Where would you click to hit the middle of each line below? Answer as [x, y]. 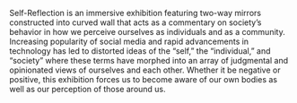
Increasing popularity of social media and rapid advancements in [129, 41]
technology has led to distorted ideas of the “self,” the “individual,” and [140, 51]
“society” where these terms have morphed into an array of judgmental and [149, 60]
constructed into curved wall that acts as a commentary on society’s [135, 22]
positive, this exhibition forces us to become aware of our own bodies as [144, 79]
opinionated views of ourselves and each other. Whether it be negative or [145, 70]
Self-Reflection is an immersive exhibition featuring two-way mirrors [135, 13]
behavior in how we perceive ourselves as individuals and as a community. [147, 32]
